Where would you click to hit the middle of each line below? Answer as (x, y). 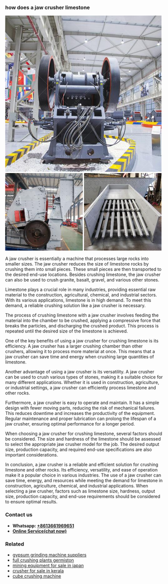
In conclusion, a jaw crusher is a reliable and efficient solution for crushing (82, 464)
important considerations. (32, 455)
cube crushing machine (37, 576)
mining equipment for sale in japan (48, 565)
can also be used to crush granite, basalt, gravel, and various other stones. (82, 280)
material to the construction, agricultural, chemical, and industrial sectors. (81, 295)
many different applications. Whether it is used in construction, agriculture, (82, 382)
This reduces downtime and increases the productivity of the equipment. (80, 413)
